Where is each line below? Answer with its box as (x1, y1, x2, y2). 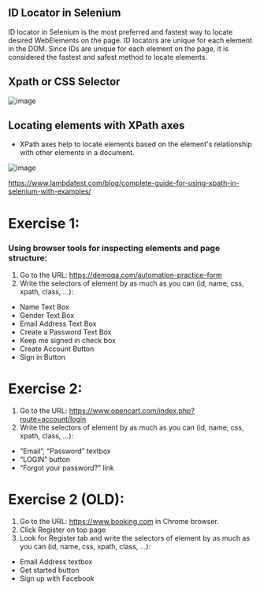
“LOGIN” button (19, 454, 71, 464)
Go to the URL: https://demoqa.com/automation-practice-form (19, 270, 223, 279)
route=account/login (19, 414, 87, 423)
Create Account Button (19, 344, 95, 353)
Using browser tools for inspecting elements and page (8, 242, 221, 253)
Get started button (19, 565, 80, 574)
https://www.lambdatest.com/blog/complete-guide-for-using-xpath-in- (8, 179, 240, 188)
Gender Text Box (19, 310, 75, 320)
